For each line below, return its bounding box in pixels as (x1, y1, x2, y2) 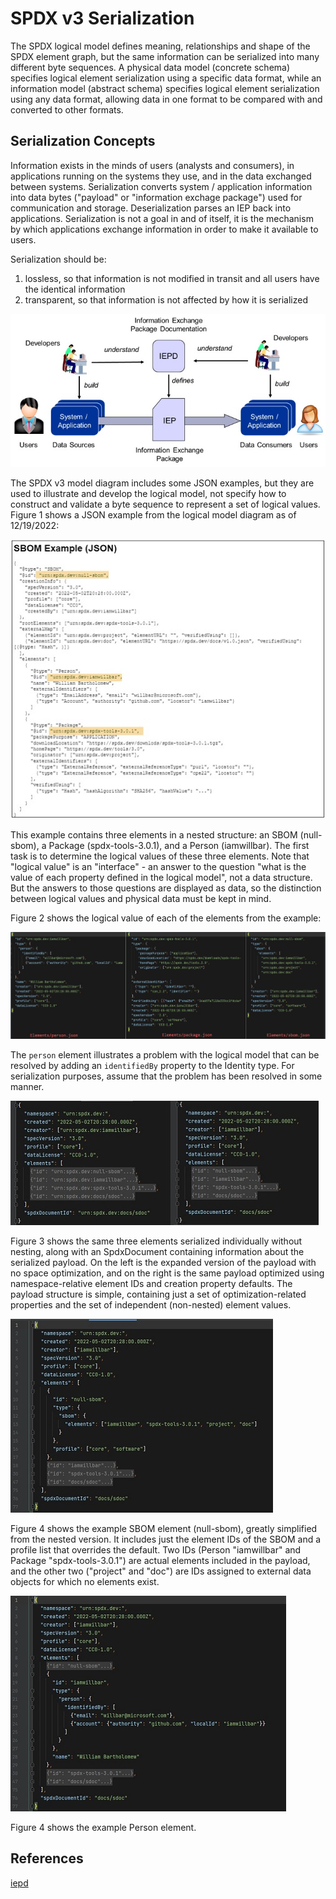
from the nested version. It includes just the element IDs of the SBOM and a (10, 1533, 322, 1546)
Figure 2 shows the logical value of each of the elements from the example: (10, 912, 322, 924)
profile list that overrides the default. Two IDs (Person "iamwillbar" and (10, 1544, 302, 1556)
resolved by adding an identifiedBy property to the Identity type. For (10, 1060, 295, 1072)
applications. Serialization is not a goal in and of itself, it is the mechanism (10, 212, 314, 224)
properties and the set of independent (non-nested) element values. (10, 1299, 292, 1311)
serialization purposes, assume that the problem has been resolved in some (10, 1070, 323, 1082)
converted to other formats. (10, 103, 124, 116)
